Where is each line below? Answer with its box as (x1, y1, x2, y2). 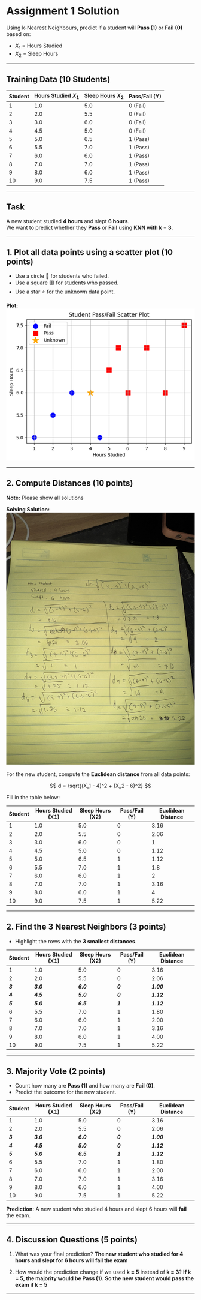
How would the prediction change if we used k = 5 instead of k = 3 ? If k (14, 1268, 191, 1276)
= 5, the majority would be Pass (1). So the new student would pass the (14, 1275, 194, 1282)
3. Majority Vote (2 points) (6, 1066, 106, 1076)
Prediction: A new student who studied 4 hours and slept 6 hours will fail (6, 1205, 187, 1212)
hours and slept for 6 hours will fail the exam (14, 1257, 128, 1264)
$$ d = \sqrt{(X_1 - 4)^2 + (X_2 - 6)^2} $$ (50, 782, 151, 789)
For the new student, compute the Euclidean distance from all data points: (6, 770, 190, 778)
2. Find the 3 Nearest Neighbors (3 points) (6, 922, 166, 932)
